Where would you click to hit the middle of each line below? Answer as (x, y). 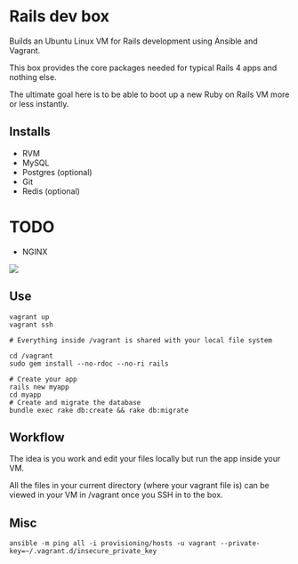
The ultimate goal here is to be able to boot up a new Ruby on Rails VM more (149, 94)
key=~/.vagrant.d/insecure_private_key (83, 552)
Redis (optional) (51, 191)
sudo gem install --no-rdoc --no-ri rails (89, 363)
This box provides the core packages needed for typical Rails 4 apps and (143, 68)
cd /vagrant (31, 356)
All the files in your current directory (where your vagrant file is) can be (139, 486)
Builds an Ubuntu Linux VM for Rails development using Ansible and (133, 41)
